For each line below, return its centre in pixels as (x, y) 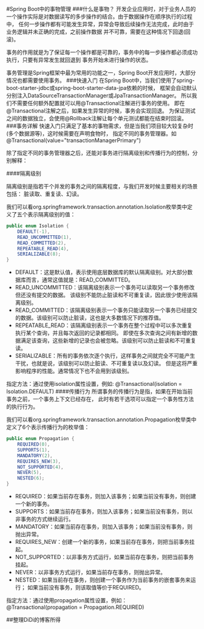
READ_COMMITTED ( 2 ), (42, 243)
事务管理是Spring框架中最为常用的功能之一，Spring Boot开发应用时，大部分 (101, 73)
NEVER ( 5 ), (30, 473)
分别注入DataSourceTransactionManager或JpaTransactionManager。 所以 (99, 95)
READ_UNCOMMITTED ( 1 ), (44, 237)
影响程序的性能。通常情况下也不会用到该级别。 (73, 371)
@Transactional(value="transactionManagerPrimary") (74, 140)
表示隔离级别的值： (51, 214)
